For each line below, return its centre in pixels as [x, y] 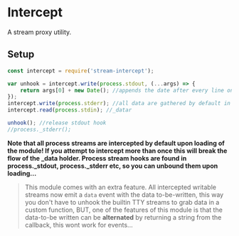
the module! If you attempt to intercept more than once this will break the [117, 151]
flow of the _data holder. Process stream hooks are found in [97, 158]
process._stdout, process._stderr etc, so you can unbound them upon [113, 166]
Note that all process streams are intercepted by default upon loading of [116, 143]
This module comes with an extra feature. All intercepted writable [121, 187]
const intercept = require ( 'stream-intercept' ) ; [81, 71]
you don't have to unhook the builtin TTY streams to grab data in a [122, 202]
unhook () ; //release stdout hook [57, 123]
